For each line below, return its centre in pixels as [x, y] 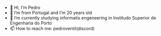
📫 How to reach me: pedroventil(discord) [52, 28]
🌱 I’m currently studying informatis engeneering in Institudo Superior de [83, 18]
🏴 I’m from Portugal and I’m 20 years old [51, 13]
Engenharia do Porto [31, 23]
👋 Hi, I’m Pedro [25, 8]
